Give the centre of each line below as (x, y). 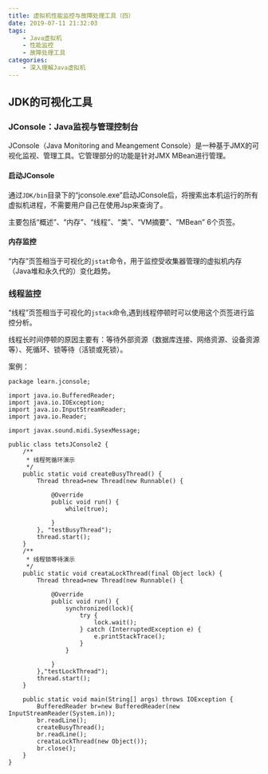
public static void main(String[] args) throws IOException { (128, 700)
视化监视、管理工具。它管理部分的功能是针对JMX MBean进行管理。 (119, 156)
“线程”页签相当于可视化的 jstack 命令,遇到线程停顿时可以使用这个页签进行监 (132, 313)
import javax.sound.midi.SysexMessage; (75, 431)
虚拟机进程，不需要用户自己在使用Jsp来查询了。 (88, 205)
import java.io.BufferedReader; (62, 396)
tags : (17, 30)
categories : (28, 61)
